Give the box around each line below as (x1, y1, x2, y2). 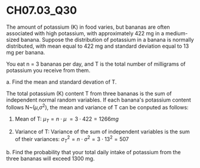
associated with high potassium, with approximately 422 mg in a (6, 29, 164, 36)
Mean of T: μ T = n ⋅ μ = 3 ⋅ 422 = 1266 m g (14, 115, 119, 124)
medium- (165, 29, 188, 36)
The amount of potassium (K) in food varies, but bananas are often (6, 23, 170, 30)
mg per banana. (6, 48, 45, 56)
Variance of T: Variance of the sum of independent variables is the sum (14, 128, 190, 135)
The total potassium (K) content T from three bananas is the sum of (6, 90, 172, 97)
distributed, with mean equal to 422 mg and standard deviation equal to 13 (6, 42, 189, 50)
